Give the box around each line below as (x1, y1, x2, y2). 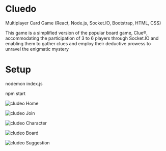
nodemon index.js (5, 80, 43, 86)
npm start (5, 90, 26, 97)
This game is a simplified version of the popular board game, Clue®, (5, 29, 148, 36)
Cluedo (5, 3, 37, 15)
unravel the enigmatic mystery (5, 46, 69, 52)
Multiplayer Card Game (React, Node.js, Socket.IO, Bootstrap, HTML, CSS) (5, 20, 161, 26)
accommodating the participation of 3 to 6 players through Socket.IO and (5, 35, 159, 41)
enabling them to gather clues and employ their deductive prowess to (5, 40, 151, 46)
